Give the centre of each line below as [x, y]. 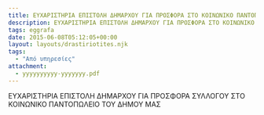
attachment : [27, 66]
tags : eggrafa [31, 30]
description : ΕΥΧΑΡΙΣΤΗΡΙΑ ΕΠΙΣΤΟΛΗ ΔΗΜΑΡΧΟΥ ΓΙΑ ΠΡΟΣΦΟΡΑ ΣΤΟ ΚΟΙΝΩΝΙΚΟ [132, 23]
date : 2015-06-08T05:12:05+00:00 [63, 37]
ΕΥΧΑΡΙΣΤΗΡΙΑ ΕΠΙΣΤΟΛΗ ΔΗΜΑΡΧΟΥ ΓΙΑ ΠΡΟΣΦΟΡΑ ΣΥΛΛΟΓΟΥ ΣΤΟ [127, 95]
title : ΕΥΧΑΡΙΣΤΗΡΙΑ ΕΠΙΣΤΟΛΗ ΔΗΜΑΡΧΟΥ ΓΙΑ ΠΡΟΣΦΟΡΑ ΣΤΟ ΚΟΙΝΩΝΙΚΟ [121, 15]
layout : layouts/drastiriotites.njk [68, 45]
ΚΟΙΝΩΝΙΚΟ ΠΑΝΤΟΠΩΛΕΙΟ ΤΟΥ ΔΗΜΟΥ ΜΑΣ [84, 104]
